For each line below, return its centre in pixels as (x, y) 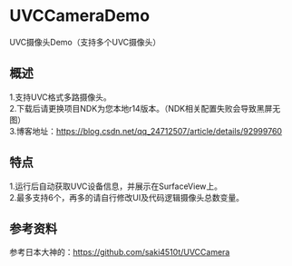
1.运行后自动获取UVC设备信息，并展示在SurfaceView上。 (116, 186)
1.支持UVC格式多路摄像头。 (60, 97)
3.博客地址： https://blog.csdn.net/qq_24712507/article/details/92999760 (146, 131)
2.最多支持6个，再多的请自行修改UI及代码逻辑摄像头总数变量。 (127, 197)
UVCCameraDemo (80, 16)
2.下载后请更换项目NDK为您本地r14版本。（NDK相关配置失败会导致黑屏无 (145, 108)
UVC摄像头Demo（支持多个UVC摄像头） (85, 42)
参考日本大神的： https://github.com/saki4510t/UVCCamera (120, 252)
